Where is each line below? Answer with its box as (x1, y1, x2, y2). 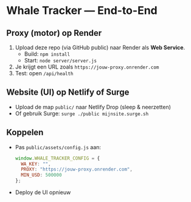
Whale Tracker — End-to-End (6, 4, 158, 18)
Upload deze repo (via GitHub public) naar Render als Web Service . (15, 44, 186, 51)
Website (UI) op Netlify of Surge (6, 87, 130, 98)
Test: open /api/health (15, 70, 74, 76)
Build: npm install (24, 50, 71, 58)
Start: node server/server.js (24, 57, 97, 64)
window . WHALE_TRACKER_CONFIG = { (15, 155, 100, 161)
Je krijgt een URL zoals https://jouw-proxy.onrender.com (15, 63, 159, 70)
